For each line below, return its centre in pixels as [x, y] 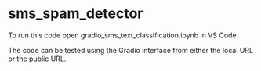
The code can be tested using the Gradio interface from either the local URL [130, 50]
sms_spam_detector [76, 14]
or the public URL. [37, 59]
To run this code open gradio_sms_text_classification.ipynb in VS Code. [123, 35]
